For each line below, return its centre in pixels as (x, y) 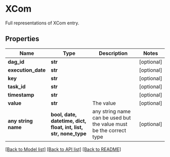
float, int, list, (67, 127)
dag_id (16, 61)
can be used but (112, 117)
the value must (110, 124)
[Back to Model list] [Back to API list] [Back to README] (63, 149)
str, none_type (69, 134)
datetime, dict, (68, 121)
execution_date (27, 70)
